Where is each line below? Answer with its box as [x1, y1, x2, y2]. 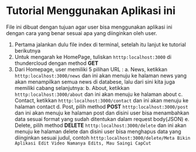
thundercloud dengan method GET [14, 60, 98, 67]
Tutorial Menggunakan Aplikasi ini [6, 4, 176, 18]
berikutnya [14, 47, 41, 54]
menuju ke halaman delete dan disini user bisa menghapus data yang [14, 127, 181, 135]
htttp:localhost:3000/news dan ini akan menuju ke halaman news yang [14, 72, 187, 79]
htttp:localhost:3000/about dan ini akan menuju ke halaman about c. [14, 91, 183, 98]
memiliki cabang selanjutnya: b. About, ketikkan [14, 84, 130, 91]
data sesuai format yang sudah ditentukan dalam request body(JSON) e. [14, 115, 190, 122]
